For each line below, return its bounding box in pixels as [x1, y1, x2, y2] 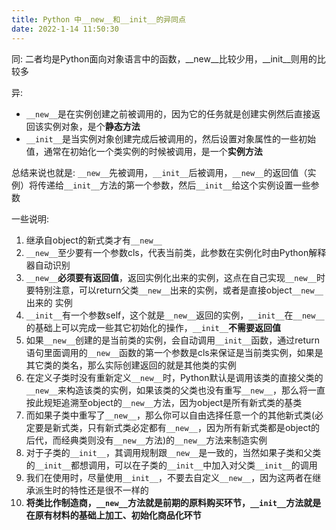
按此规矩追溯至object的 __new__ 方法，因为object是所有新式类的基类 [25, 396, 303, 408]
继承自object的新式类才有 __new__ [25, 234, 163, 246]
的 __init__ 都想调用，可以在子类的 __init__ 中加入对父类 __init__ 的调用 [25, 459, 318, 471]
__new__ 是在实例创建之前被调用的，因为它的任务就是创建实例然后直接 [25, 107, 312, 120]
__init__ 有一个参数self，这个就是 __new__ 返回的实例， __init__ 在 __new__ [25, 309, 325, 321]
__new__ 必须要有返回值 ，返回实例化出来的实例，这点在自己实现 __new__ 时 [25, 271, 326, 283]
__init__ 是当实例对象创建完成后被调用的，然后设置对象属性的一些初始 [25, 132, 317, 145]
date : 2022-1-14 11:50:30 [11, 24, 119, 34]
